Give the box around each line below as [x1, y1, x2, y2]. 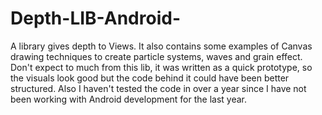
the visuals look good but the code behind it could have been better [10, 72, 290, 84]
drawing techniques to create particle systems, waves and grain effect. [10, 50, 303, 62]
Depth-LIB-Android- [10, 7, 181, 30]
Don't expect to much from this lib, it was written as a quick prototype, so [10, 61, 313, 73]
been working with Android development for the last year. [10, 93, 248, 105]
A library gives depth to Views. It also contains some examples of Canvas [10, 40, 313, 52]
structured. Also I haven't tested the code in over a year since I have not [10, 82, 307, 94]
